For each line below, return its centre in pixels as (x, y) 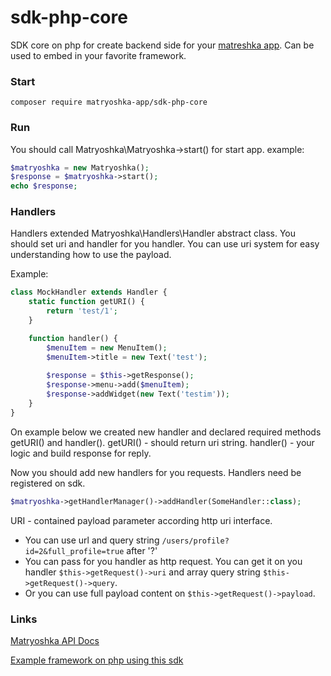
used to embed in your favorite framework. (98, 55)
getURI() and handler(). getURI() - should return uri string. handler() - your (162, 442)
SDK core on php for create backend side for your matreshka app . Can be (162, 45)
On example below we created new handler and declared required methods (166, 432)
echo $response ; (44, 186)
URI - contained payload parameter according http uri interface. (141, 520)
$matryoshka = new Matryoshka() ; (80, 167)
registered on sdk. (48, 483)
